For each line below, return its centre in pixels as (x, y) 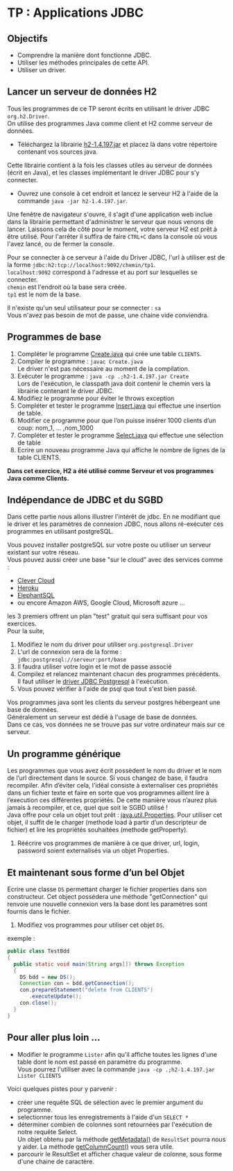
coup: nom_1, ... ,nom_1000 (55, 428)
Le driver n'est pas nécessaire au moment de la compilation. (103, 368)
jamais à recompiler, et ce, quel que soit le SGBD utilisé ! (88, 808)
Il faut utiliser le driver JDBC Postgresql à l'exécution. (93, 682)
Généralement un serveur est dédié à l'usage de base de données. (102, 717)
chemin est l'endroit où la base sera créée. (67, 287)
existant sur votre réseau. (44, 552)
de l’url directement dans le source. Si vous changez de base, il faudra (107, 778)
